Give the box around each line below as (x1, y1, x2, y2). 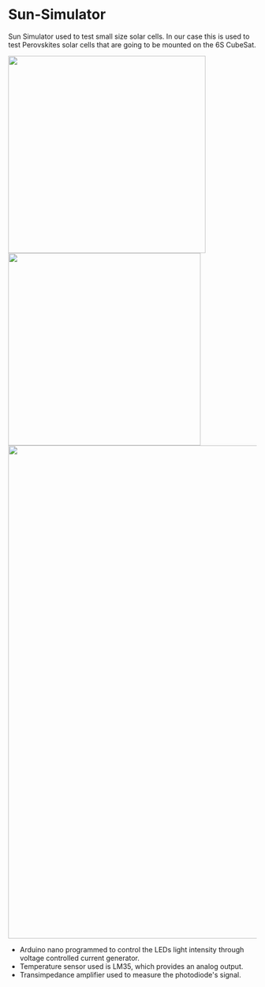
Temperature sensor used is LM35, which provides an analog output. (19, 961, 244, 971)
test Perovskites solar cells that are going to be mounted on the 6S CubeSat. (8, 39, 256, 49)
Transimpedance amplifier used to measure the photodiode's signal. (19, 970, 242, 979)
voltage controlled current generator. (19, 953, 140, 963)
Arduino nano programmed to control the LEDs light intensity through (19, 944, 244, 954)
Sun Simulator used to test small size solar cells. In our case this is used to (8, 32, 250, 41)
